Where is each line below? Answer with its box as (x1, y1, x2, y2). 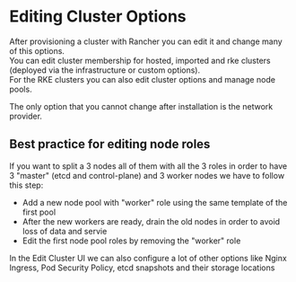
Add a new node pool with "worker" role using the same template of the (22, 197, 288, 207)
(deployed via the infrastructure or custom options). (9, 65, 200, 75)
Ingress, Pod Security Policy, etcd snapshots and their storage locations (9, 262, 275, 273)
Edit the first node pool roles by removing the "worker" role (22, 235, 241, 246)
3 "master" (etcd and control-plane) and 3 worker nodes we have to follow (9, 170, 285, 181)
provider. (9, 110, 43, 121)
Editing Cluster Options (9, 6, 187, 27)
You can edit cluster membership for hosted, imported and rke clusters (9, 55, 271, 66)
